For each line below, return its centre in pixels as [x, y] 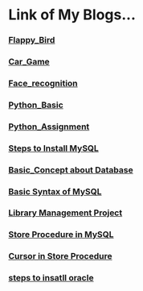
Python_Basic [36, 105]
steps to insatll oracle [51, 278]
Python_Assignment [49, 127]
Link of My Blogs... [72, 15]
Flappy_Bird [32, 40]
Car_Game [29, 62]
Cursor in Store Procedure [60, 256]
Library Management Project [65, 213]
